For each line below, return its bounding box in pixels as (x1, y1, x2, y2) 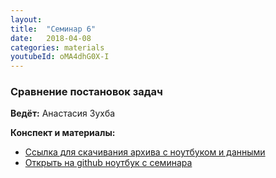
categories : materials (10, 42, 105, 53)
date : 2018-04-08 (10, 33, 92, 43)
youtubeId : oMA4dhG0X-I (10, 52, 110, 62)
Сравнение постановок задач (10, 85, 163, 99)
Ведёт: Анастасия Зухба (10, 107, 116, 120)
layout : (10, 14, 43, 25)
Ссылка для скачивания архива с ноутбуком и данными (24, 146, 266, 158)
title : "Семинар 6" (10, 24, 97, 34)
